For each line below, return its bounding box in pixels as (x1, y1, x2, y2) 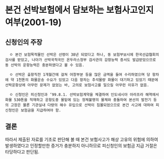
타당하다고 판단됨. (5, 149, 40, 155)
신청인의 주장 (5, 38, 43, 46)
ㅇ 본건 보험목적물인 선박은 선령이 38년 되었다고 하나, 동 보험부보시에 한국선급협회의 (9, 52, 160, 57)
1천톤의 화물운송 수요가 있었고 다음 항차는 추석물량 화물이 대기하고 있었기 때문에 (16, 77, 158, 82)
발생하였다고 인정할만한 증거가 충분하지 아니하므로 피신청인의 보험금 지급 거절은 (5, 142, 158, 148)
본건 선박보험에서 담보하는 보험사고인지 (5, 4, 154, 16)
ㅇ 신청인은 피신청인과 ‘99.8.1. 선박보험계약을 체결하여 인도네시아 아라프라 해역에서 (9, 92, 159, 97)
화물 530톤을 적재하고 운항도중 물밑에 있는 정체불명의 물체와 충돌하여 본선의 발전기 (5, 97, 151, 102)
